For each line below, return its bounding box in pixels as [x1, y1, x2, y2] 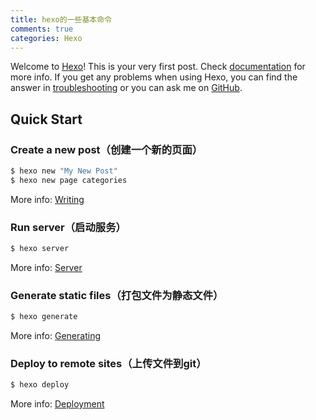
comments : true [10, 24, 74, 34]
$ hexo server [10, 244, 70, 254]
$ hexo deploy [10, 380, 70, 390]
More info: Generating [10, 330, 101, 342]
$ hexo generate [10, 312, 78, 322]
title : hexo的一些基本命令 [10, 14, 112, 25]
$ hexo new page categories [10, 175, 128, 185]
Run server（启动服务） [10, 220, 127, 234]
